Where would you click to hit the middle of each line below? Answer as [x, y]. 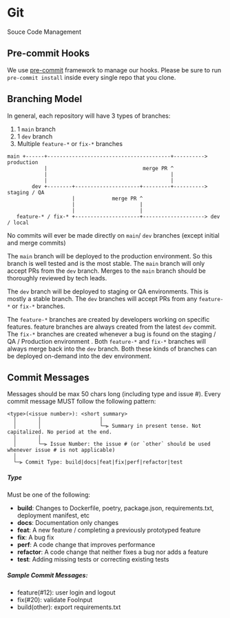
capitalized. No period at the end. [60, 432]
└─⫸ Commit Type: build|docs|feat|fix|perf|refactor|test [98, 462]
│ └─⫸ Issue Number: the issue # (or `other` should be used [112, 444]
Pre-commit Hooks [49, 53]
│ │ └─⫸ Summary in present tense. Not [107, 426]
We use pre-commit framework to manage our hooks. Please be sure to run [114, 70]
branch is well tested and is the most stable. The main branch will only [106, 263]
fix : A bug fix [35, 537]
